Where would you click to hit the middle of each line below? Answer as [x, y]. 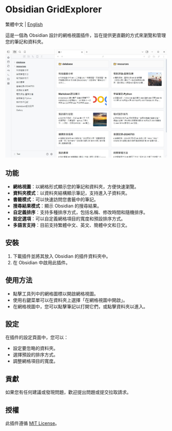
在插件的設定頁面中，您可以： [37, 338]
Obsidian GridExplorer [54, 9]
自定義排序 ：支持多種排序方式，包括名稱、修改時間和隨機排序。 [80, 212]
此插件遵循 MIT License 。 [33, 423]
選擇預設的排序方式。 [35, 355]
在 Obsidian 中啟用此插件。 [41, 262]
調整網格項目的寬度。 [35, 361]
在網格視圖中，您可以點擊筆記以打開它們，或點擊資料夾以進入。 [80, 306]
